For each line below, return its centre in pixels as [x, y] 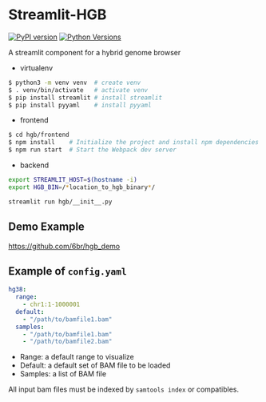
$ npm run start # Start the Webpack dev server [93, 150]
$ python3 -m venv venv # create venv [75, 82]
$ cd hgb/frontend [39, 135]
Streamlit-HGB [58, 15]
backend [34, 165]
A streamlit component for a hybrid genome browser [95, 52]
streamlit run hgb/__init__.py [60, 202]
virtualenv [36, 68]
